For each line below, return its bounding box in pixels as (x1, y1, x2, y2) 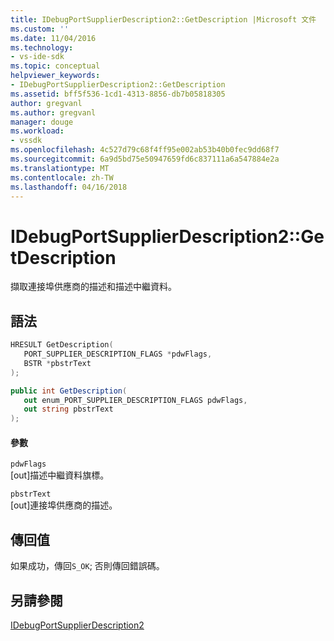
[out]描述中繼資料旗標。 (10, 469, 110, 481)
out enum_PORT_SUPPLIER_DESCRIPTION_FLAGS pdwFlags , (23, 395, 248, 405)
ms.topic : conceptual (10, 61, 101, 71)
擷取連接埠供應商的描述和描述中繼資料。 (10, 281, 177, 293)
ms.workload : (10, 126, 65, 136)
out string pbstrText (23, 404, 114, 415)
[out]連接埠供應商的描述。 (10, 499, 118, 511)
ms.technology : (10, 42, 74, 53)
